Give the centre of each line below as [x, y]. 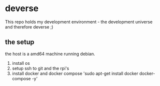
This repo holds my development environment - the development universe [79, 22]
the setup [20, 42]
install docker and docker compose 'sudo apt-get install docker [75, 73]
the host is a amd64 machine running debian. [50, 54]
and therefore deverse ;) [29, 27]
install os [21, 63]
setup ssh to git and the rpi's [40, 68]
